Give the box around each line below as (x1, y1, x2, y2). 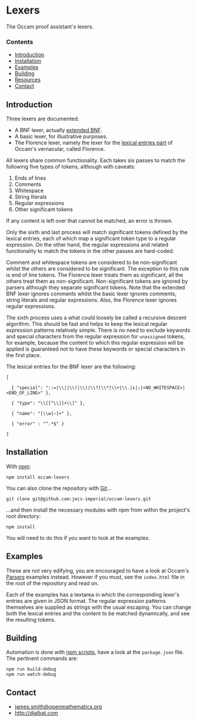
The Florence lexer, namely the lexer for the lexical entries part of (14, 139, 173, 146)
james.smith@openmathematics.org (14, 703, 102, 710)
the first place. (6, 352, 41, 359)
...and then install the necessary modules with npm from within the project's (6, 506, 190, 513)
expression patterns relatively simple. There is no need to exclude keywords (6, 327, 191, 334)
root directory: (6, 512, 41, 519)
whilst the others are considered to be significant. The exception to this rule (6, 265, 189, 272)
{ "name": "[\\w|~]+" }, (11, 411, 72, 417)
